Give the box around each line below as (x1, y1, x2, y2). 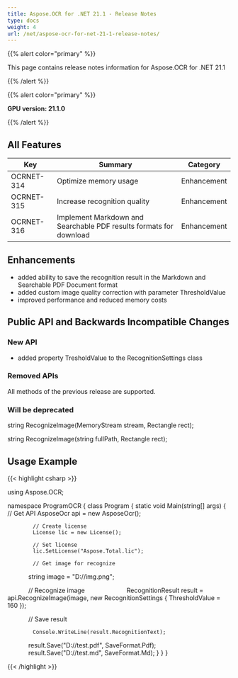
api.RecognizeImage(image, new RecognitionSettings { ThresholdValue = (7, 593, 221, 602)
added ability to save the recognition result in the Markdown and (17, 273, 206, 281)
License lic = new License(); (33, 529, 122, 536)
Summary (98, 160, 132, 170)
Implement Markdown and (56, 213, 144, 222)
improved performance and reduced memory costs (17, 295, 168, 304)
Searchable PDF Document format (17, 281, 118, 289)
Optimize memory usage (56, 176, 139, 186)
